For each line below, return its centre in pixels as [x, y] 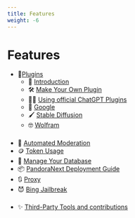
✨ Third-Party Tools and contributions [72, 207]
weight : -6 [23, 20]
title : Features [31, 14]
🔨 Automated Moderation [54, 143]
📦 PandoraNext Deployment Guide [69, 169]
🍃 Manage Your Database [54, 161]
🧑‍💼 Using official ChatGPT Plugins [77, 100]
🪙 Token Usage [41, 151]
